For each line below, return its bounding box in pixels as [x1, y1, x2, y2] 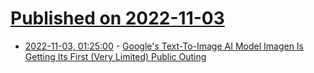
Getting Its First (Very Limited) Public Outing [24, 50, 207, 62]
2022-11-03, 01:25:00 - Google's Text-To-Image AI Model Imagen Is [24, 40, 304, 52]
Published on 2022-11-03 [10, 7, 225, 30]
